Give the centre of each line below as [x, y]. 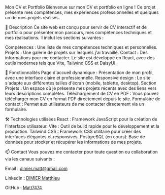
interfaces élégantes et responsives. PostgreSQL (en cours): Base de [75, 137]
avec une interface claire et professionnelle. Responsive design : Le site [78, 78]
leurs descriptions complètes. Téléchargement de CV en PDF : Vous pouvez [82, 94]
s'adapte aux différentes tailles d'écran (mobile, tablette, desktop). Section [81, 83]
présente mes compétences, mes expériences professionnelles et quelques [82, 12]
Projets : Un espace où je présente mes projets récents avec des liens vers [81, 88]
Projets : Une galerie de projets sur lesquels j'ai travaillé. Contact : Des [76, 52]
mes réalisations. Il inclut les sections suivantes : [54, 38]
